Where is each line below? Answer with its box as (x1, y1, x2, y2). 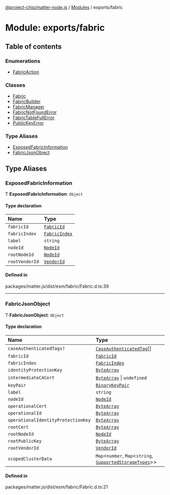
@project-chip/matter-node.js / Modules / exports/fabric (5, 5, 123, 10)
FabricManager (12, 104, 45, 110)
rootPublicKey (8, 438, 42, 444)
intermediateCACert (8, 375, 55, 381)
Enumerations (5, 57, 40, 64)
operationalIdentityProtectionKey (8, 417, 91, 423)
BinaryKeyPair (95, 382, 130, 388)
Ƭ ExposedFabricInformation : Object (5, 191, 83, 197)
